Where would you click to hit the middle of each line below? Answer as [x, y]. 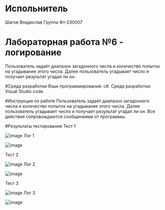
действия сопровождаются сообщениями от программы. [66, 117]
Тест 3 [12, 183]
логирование [33, 53]
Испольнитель [37, 9]
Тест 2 [12, 154]
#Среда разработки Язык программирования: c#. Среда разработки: [78, 86]
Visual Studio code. [25, 91]
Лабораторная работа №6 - [64, 42]
